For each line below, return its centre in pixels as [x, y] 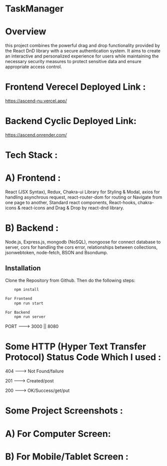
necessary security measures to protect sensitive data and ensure [73, 62]
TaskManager [34, 9]
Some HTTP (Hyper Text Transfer [76, 347]
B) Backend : [32, 228]
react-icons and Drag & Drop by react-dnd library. [73, 208]
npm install [26, 289]
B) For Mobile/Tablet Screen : [67, 456]
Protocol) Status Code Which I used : [83, 357]
